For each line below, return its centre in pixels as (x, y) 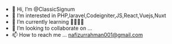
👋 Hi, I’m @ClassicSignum (43, 9)
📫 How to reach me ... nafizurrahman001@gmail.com (77, 35)
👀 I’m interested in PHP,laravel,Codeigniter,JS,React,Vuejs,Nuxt (89, 15)
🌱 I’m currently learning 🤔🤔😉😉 (48, 22)
